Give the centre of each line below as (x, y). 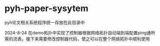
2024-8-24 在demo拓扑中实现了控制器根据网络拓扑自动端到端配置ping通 (78, 32)
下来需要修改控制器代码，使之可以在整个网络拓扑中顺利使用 (90, 39)
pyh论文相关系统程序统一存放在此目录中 (45, 22)
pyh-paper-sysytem (47, 8)
